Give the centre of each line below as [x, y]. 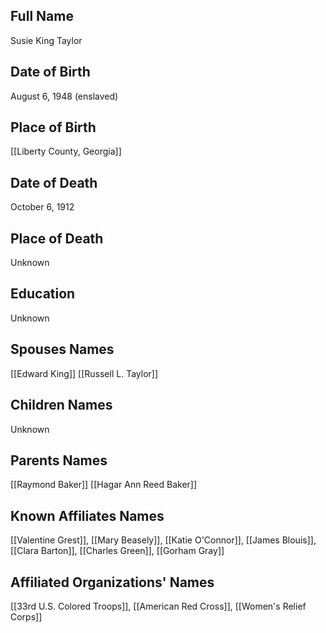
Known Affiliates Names [87, 515]
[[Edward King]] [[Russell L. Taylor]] [84, 373]
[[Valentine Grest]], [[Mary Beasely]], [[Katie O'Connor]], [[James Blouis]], [163, 540]
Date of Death [54, 182]
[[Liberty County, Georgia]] [66, 151]
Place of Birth [53, 127]
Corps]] [26, 616]
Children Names [61, 405]
